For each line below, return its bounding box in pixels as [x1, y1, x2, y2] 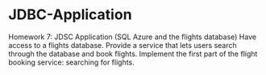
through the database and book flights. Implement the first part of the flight [8, 49, 258, 58]
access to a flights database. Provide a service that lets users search [8, 40, 238, 49]
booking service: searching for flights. [8, 57, 135, 67]
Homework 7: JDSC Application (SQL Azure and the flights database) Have [8, 32, 256, 41]
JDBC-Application [8, 6, 132, 24]
